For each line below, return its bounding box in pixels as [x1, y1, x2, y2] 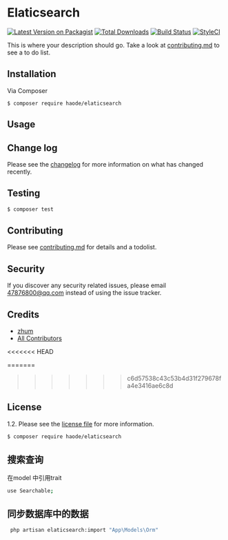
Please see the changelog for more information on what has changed [7, 160, 204, 168]
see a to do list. [7, 48, 50, 56]
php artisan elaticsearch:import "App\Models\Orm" [10, 527, 158, 534]
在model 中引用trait [7, 473, 62, 481]
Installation [7, 68, 56, 80]
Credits [7, 309, 40, 320]
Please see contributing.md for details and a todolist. [7, 243, 157, 251]
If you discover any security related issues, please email [7, 281, 167, 290]
